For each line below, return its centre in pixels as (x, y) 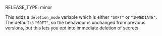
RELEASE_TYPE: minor (29, 7)
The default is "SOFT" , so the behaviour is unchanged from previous (75, 23)
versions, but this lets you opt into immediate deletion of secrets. (72, 28)
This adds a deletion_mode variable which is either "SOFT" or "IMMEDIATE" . (81, 17)
